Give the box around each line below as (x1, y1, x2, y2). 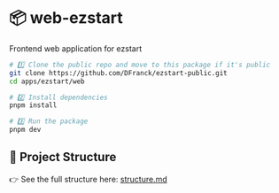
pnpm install (9, 101, 58, 110)
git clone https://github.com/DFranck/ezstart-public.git (9, 68, 228, 77)
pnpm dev (9, 126, 42, 135)
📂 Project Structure (9, 150, 117, 165)
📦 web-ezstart (9, 8, 123, 28)
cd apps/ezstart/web (9, 77, 86, 86)
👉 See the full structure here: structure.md (9, 174, 167, 184)
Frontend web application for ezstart (9, 42, 143, 54)
